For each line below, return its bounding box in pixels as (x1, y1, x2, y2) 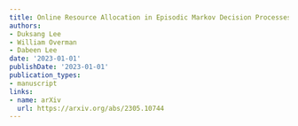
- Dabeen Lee (9, 46, 58, 55)
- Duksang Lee (9, 29, 62, 38)
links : (9, 87, 34, 96)
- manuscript (9, 79, 58, 88)
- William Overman (9, 37, 77, 47)
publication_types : (9, 71, 82, 80)
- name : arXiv (9, 95, 62, 105)
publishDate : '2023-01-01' (9, 63, 109, 72)
